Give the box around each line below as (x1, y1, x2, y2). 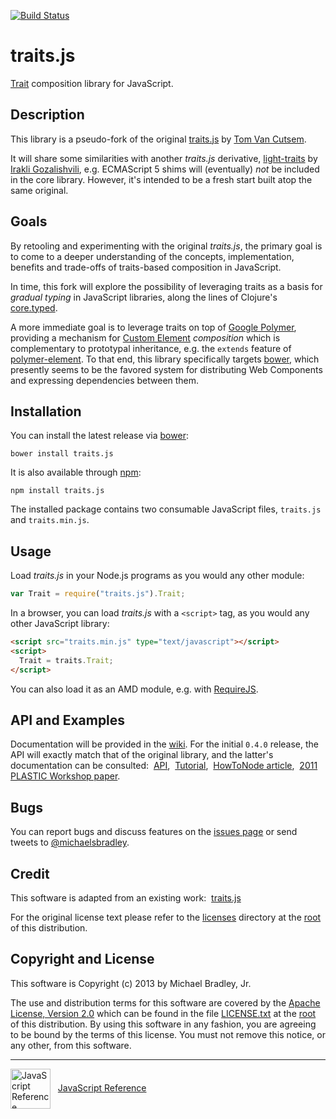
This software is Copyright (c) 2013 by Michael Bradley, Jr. (10, 977, 252, 989)
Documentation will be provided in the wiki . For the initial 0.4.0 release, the (10, 738, 320, 750)
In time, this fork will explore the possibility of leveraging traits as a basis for (10, 280, 323, 292)
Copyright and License (10, 951, 155, 968)
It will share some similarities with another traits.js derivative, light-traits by (10, 152, 318, 164)
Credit (10, 865, 50, 882)
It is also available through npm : (10, 466, 142, 479)
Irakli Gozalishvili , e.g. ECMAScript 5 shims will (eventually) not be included (10, 163, 320, 175)
